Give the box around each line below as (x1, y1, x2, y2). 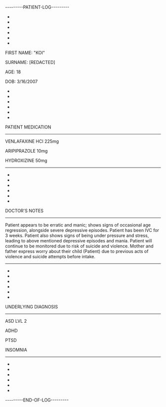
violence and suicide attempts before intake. (5, 254, 95, 259)
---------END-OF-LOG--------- (5, 397, 69, 403)
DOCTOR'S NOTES (5, 208, 43, 214)
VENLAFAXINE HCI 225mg (5, 138, 59, 144)
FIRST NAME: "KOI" (5, 50, 45, 56)
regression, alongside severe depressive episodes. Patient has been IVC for (5, 228, 160, 233)
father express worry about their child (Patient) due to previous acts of (5, 248, 149, 254)
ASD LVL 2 (5, 318, 27, 324)
